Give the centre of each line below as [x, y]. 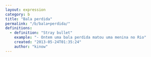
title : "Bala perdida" [29, 19]
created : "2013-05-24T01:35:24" [48, 42]
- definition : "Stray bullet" [41, 33]
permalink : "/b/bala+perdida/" [38, 24]
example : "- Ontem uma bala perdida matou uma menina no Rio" [80, 38]
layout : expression [25, 10]
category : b [17, 14]
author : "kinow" [31, 47]
